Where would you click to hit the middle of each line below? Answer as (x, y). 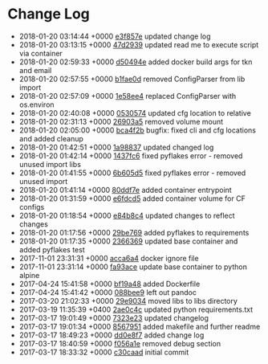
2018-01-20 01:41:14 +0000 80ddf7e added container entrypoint (125, 190)
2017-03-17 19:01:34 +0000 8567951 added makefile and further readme (140, 326)
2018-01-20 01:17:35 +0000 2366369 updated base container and (128, 241)
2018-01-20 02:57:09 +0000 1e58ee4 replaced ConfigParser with (128, 96)
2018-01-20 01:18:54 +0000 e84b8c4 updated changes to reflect (127, 215)
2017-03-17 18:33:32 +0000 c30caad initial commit (104, 352)
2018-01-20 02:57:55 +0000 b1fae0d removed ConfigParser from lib (132, 79)
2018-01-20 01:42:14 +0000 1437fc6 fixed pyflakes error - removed (131, 155)
